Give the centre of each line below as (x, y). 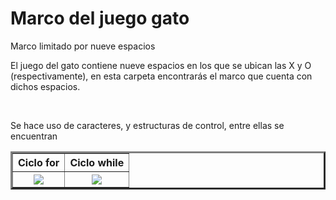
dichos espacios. (45, 86)
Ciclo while (97, 162)
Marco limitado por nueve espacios (83, 46)
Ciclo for (39, 162)
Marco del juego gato (100, 18)
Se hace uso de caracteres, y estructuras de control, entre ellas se (147, 125)
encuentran (34, 136)
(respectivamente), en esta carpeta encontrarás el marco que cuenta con (161, 76)
